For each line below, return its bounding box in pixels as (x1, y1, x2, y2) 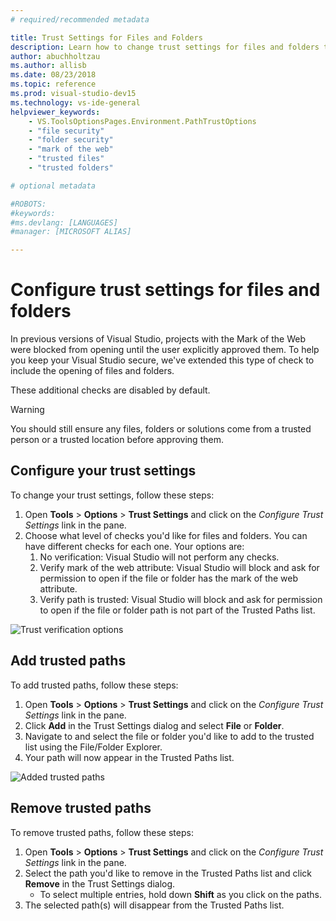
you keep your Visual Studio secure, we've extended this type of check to (10, 354, 315, 366)
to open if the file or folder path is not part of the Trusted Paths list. (39, 604, 316, 616)
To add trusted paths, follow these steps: (10, 679, 179, 691)
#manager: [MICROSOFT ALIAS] (10, 227, 132, 237)
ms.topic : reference (10, 79, 97, 90)
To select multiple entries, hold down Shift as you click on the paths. (39, 888, 322, 900)
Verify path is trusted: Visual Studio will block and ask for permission (39, 593, 323, 605)
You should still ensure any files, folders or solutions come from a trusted (10, 423, 312, 435)
